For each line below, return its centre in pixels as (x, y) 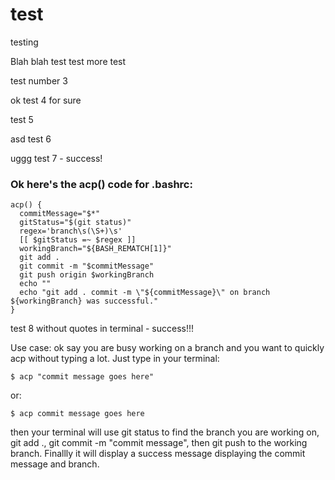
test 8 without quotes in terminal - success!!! (102, 329)
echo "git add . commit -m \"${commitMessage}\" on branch (145, 293)
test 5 (22, 119)
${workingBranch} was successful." (84, 301)
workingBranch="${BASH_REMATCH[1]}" (95, 249)
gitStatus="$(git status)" (75, 223)
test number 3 (39, 80)
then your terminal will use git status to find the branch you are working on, (165, 432)
